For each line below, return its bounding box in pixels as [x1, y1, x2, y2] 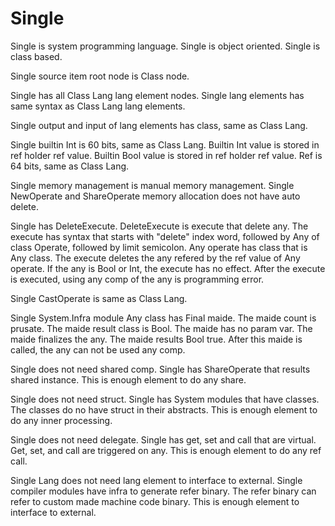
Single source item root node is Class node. [10, 70, 190, 82]
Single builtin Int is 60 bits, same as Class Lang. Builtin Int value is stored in [10, 138, 320, 151]
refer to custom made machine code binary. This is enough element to [10, 495, 300, 507]
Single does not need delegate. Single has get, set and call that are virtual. [10, 433, 317, 446]
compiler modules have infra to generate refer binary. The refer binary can [10, 485, 317, 497]
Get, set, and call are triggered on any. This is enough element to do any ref [10, 444, 322, 456]
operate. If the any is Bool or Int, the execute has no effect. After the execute [10, 262, 326, 274]
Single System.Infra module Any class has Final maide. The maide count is [10, 312, 317, 324]
